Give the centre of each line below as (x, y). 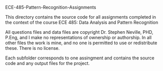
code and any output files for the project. (48, 63)
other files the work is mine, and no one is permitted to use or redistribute (81, 43)
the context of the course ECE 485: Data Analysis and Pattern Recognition (82, 22)
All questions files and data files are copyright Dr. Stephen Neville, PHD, (79, 32)
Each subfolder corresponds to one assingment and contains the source (80, 58)
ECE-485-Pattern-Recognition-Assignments (51, 7)
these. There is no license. (33, 48)
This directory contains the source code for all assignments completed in (81, 17)
